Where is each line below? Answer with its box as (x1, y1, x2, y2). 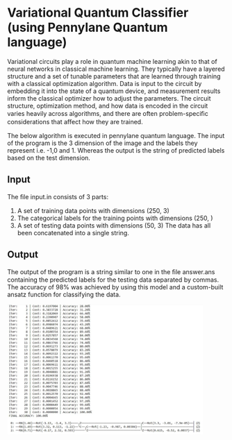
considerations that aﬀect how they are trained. (7, 117, 144, 126)
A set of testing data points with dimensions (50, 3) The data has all (17, 221, 211, 230)
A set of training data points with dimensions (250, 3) (17, 206, 170, 214)
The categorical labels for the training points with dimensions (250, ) (17, 214, 213, 222)
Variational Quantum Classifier (7, 5, 189, 21)
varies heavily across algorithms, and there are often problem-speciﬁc (7, 109, 208, 117)
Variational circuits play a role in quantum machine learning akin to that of (7, 57, 217, 65)
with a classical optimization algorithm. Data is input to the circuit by (7, 79, 202, 87)
